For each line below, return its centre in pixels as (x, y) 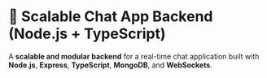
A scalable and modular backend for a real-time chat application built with (134, 56)
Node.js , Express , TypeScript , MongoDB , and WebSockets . (111, 65)
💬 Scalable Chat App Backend (111, 17)
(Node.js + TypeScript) (87, 34)
